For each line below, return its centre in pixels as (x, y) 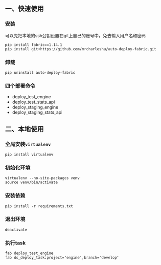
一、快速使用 (24, 9)
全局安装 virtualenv (28, 144)
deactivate (16, 230)
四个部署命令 (20, 86)
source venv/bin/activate (31, 182)
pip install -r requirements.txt (39, 206)
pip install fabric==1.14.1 (34, 45)
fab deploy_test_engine (29, 253)
